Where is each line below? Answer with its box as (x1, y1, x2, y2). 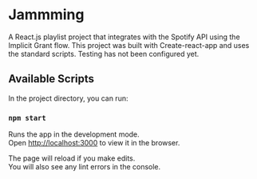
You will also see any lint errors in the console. (8, 162, 161, 172)
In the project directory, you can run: (8, 93, 128, 103)
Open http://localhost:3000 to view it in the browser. (8, 138, 180, 148)
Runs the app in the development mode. (8, 129, 140, 139)
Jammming (8, 6, 85, 24)
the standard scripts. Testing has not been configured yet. (8, 49, 200, 58)
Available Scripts (8, 72, 94, 86)
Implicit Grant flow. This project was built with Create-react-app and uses (8, 40, 250, 50)
